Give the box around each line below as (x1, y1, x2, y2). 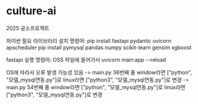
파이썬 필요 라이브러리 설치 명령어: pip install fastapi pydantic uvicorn (6, 37, 172, 44)
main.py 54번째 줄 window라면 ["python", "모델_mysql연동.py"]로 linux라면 (6, 83, 186, 90)
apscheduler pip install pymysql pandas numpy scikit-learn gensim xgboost (6, 43, 192, 51)
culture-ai (6, 4, 57, 18)
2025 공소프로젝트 (6, 24, 49, 31)
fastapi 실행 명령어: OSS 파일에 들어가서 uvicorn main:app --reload (6, 56, 166, 63)
